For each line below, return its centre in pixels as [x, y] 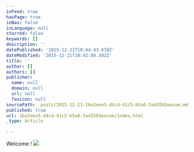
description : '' [26, 45]
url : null [23, 94]
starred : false [25, 34]
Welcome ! [19, 144]
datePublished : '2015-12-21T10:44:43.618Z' [60, 50]
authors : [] [21, 72]
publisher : [19, 77]
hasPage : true [24, 17]
